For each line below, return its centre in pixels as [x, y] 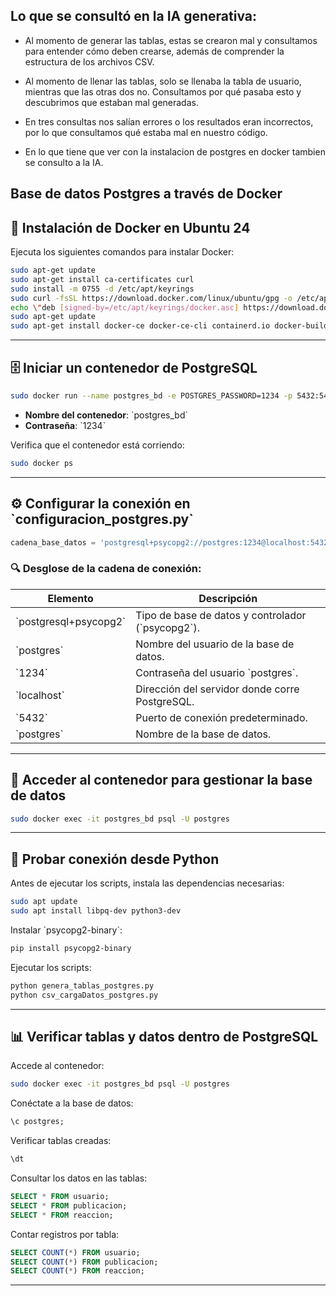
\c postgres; [37, 1122]
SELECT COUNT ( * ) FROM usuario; [75, 1252]
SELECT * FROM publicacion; [69, 1205]
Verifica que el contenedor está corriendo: [97, 445]
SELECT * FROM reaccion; [62, 1215]
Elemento [70, 598]
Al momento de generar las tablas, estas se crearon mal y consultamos [171, 40]
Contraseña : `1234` [65, 425]
